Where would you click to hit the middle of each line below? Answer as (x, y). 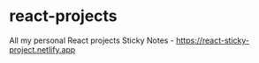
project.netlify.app (42, 49)
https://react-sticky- (213, 40)
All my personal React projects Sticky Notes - (92, 40)
